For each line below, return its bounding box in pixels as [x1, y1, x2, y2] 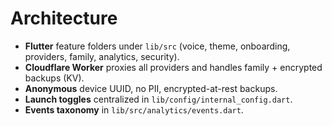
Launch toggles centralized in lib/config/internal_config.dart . [24, 93, 293, 105]
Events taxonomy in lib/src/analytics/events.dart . [24, 103, 244, 116]
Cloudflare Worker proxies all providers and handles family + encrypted [24, 61, 323, 73]
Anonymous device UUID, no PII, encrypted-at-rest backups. [24, 82, 278, 94]
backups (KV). [24, 72, 85, 84]
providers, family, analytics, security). [24, 50, 180, 62]
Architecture [10, 7, 118, 30]
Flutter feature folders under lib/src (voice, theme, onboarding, [24, 40, 291, 52]
